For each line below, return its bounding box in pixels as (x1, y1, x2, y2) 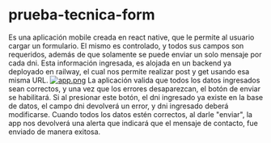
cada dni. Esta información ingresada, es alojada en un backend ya (8, 58, 232, 68)
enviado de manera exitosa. (8, 127, 101, 137)
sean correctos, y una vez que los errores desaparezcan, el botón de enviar (8, 83, 261, 94)
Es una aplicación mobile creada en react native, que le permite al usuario (8, 32, 255, 42)
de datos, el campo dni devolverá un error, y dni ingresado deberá (8, 101, 229, 111)
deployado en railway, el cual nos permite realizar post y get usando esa (8, 66, 250, 76)
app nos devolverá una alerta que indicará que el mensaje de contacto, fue (8, 118, 259, 128)
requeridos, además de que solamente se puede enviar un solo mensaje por (8, 49, 262, 59)
